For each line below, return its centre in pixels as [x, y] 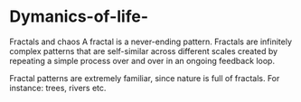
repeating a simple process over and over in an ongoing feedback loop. [142, 60]
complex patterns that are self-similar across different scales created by [144, 51]
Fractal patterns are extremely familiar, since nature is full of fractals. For [145, 78]
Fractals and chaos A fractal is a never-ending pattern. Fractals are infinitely [150, 42]
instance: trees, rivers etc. [58, 88]
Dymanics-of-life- [79, 17]
